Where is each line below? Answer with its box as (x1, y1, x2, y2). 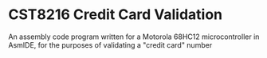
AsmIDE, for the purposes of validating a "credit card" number (8, 40, 213, 49)
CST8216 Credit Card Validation (8, 6, 223, 24)
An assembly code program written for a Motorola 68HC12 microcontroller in (8, 32, 260, 41)
